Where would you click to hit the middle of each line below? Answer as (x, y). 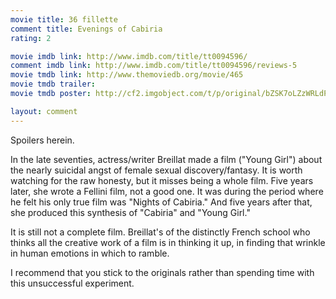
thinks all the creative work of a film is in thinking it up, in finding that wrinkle (168, 242)
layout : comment (44, 111)
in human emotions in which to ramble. (90, 253)
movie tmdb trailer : (53, 84)
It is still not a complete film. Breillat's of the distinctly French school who (160, 232)
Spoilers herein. (42, 140)
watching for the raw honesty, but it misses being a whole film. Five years (162, 180)
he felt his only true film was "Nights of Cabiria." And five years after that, (161, 202)
